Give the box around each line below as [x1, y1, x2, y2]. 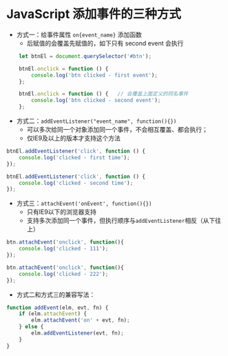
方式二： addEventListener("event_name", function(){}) [16, 117, 177, 125]
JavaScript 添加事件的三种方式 [6, 6, 182, 22]
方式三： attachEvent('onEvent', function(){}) [16, 199, 152, 208]
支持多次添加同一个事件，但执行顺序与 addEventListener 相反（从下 [26, 217, 216, 225]
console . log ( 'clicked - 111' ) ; [19, 246, 109, 253]
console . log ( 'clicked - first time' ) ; [19, 154, 130, 161]
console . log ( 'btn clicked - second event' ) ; [31, 97, 161, 104]
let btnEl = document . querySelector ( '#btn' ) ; [19, 52, 152, 59]
